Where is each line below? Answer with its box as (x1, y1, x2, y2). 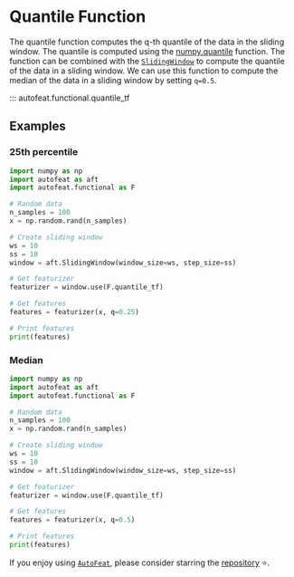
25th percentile (9, 146, 79, 159)
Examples (9, 119, 66, 134)
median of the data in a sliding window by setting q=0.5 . (9, 74, 217, 85)
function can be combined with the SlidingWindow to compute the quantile (9, 55, 285, 66)
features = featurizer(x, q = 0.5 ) (9, 515, 136, 524)
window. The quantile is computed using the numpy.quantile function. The (9, 45, 285, 56)
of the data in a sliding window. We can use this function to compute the (9, 65, 279, 76)
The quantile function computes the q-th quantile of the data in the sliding (9, 36, 285, 47)
